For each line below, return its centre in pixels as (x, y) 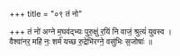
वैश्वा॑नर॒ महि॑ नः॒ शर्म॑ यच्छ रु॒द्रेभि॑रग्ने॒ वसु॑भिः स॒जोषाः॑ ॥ (81, 41)
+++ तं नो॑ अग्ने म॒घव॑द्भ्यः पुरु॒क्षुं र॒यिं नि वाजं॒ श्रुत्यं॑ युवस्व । (91, 32)
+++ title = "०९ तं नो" (46, 14)
